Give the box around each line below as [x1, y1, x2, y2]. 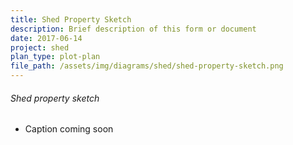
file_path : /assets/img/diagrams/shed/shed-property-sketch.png [10, 61, 284, 71]
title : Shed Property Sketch [10, 14, 132, 25]
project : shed [10, 42, 70, 53]
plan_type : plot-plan [10, 52, 101, 62]
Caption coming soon [24, 123, 114, 135]
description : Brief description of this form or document [10, 24, 257, 34]
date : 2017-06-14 [10, 33, 83, 43]
